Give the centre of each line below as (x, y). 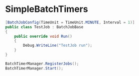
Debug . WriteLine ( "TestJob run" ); (58, 46)
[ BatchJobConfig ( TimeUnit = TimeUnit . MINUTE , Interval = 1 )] (70, 22)
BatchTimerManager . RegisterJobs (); (42, 64)
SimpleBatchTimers (47, 9)
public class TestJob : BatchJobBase (44, 27)
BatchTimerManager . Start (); (34, 68)
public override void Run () (43, 36)
